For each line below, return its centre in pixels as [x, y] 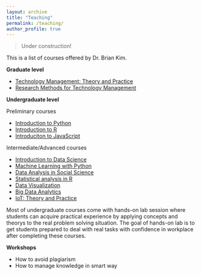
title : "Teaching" [29, 18]
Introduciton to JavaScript [48, 136]
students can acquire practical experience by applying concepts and [92, 217]
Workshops [21, 248]
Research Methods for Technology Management [76, 88]
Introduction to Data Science [51, 160]
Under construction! [46, 46]
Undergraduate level [33, 100]
